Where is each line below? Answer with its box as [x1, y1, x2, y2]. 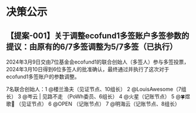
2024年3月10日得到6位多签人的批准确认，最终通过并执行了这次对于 [6, 66, 170, 72]
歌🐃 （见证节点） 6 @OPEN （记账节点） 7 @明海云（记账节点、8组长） [6, 101, 180, 107]
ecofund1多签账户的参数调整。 [6, 73, 80, 80]
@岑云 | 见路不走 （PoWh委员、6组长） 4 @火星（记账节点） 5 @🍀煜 [22, 93, 191, 100]
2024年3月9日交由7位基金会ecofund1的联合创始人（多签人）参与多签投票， [6, 58, 190, 65]
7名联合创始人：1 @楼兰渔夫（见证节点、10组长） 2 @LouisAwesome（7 [6, 86, 182, 92]
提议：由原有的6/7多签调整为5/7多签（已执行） [6, 42, 178, 52]
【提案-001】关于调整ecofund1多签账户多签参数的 [6, 31, 190, 41]
